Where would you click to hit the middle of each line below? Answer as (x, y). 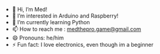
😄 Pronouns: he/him (38, 38)
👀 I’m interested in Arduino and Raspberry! (65, 16)
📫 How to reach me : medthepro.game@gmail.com (77, 29)
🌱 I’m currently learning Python (51, 22)
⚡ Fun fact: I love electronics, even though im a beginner (83, 45)
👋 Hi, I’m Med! (30, 9)
